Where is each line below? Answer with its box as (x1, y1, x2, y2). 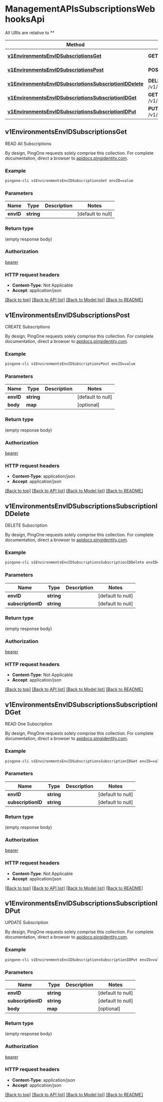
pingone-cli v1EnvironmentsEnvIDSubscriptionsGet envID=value (5, 178, 133, 183)
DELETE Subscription (5, 522, 48, 528)
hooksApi (5, 14, 45, 25)
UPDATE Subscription (5, 920, 49, 925)
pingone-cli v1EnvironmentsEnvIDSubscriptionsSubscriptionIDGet (5, 759, 138, 763)
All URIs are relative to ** (5, 30, 55, 35)
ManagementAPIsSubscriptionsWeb (5, 3, 155, 15)
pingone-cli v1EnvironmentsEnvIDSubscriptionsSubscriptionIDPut (5, 957, 138, 962)
